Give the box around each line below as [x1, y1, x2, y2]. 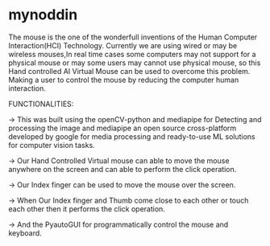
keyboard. [8, 228, 42, 238]
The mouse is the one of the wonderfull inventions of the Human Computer [8, 32, 258, 42]
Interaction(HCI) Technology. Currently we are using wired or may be [8, 40, 238, 50]
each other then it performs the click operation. [8, 203, 165, 214]
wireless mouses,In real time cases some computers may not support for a [8, 49, 256, 59]
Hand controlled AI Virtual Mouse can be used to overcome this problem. [8, 66, 251, 76]
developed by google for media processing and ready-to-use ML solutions [8, 131, 255, 141]
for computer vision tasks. [8, 140, 95, 150]
